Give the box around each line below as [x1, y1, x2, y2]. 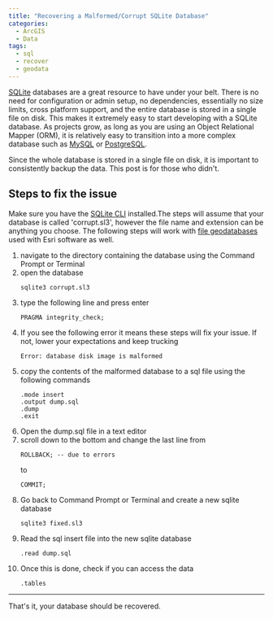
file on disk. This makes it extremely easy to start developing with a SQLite [8, 113, 258, 123]
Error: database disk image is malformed [19, 351, 162, 360]
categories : [8, 20, 49, 28]
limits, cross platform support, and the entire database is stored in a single [8, 104, 257, 114]
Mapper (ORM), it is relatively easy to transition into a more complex [8, 130, 236, 140]
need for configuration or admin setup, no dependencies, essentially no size [8, 95, 264, 106]
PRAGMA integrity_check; [19, 313, 105, 321]
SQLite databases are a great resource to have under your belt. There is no [8, 87, 259, 97]
